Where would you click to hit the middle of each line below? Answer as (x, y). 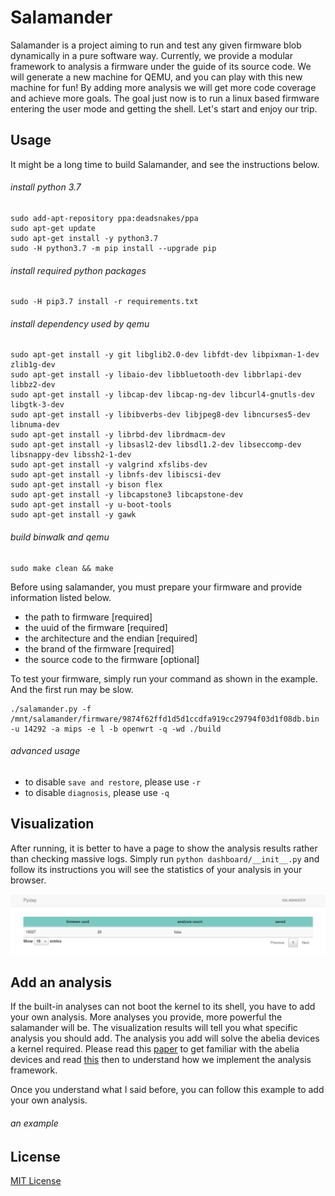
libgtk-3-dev (37, 405)
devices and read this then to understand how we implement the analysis (161, 1060)
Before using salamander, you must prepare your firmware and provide (156, 587)
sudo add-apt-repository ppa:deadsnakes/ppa (104, 218)
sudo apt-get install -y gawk (73, 515)
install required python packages (78, 270)
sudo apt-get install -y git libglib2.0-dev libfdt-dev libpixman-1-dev (165, 355)
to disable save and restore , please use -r (113, 782)
